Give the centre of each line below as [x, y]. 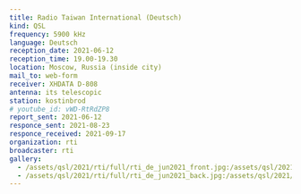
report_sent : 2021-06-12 [56, 117]
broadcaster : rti [42, 150]
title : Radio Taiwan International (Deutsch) [95, 17]
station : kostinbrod [48, 101]
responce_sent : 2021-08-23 [60, 126]
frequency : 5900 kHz [48, 34]
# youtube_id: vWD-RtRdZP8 [60, 109]
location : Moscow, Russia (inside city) [86, 68]
